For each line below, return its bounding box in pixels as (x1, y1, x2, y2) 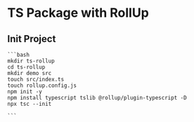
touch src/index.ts (7, 76, 65, 83)
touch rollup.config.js (7, 82, 77, 89)
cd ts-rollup (7, 64, 46, 71)
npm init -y (7, 88, 42, 95)
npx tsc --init (7, 100, 52, 107)
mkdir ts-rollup (7, 57, 55, 65)
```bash (7, 51, 30, 58)
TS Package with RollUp (7, 5, 149, 21)
